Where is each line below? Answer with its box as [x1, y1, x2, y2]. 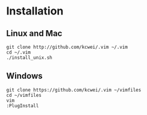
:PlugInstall [6, 102, 39, 109]
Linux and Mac [6, 28, 63, 39]
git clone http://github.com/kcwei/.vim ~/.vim [6, 44, 128, 50]
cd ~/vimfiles [6, 92, 42, 98]
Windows [6, 71, 43, 81]
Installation [6, 4, 64, 18]
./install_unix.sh [6, 55, 52, 61]
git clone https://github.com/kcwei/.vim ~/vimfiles [6, 87, 142, 93]
